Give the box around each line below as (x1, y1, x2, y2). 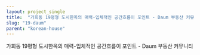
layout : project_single (6, 8, 66, 15)
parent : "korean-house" (6, 25, 66, 32)
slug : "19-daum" (6, 20, 47, 26)
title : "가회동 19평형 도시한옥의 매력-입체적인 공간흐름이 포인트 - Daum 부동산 (6, 14, 184, 20)
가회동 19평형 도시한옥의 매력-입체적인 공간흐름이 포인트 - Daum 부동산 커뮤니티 (6, 42, 193, 50)
